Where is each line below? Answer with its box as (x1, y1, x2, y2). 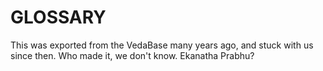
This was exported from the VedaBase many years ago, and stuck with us (10, 39, 314, 51)
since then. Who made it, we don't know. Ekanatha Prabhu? (10, 49, 255, 61)
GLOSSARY (10, 6, 107, 29)
